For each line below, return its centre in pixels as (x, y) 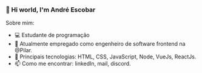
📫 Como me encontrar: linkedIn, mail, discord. (72, 64)
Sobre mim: (20, 23)
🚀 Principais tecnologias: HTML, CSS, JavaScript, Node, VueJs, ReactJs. (105, 57)
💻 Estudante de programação (52, 35)
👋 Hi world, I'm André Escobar (51, 10)
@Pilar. (23, 50)
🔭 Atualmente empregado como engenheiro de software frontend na (100, 44)
